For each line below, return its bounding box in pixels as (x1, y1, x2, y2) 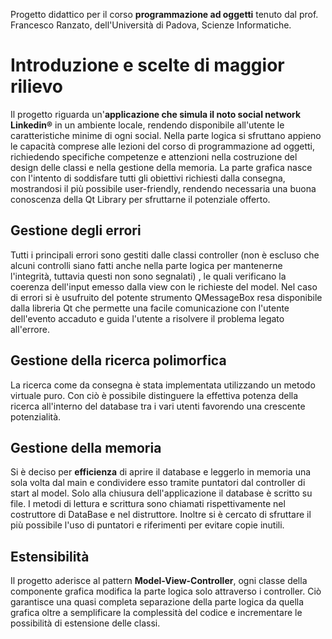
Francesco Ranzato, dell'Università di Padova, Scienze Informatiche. (10, 19, 292, 31)
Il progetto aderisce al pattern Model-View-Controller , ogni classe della (10, 575, 308, 587)
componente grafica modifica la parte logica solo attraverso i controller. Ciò (10, 585, 322, 598)
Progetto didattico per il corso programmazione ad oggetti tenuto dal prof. (10, 9, 319, 20)
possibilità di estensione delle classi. (10, 617, 161, 629)
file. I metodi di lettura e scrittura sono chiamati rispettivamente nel (10, 498, 286, 510)
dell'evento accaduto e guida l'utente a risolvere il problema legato (10, 312, 285, 324)
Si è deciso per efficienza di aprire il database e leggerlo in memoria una (10, 466, 312, 478)
